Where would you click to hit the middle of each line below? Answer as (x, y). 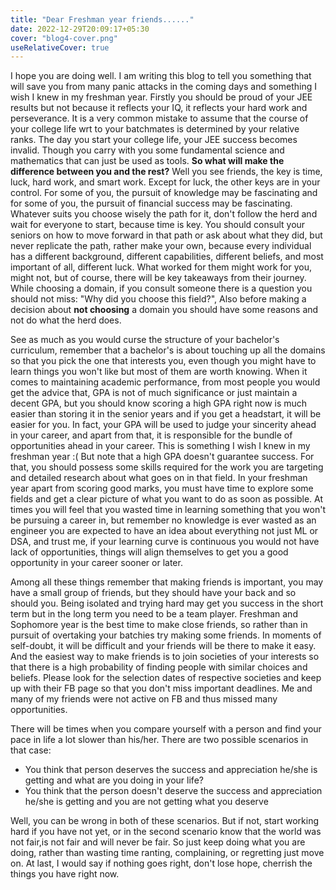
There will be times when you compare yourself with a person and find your (166, 729)
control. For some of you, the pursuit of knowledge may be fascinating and (164, 193)
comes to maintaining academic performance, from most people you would (165, 382)
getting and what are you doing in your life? (114, 780)
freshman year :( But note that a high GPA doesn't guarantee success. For (162, 457)
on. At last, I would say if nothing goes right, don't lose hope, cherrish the (161, 863)
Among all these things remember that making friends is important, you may (167, 582)
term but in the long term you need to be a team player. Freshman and (154, 614)
